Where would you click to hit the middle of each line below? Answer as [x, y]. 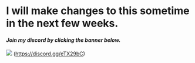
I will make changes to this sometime [98, 11]
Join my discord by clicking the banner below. [63, 40]
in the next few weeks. [62, 23]
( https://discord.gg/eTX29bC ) [49, 54]
